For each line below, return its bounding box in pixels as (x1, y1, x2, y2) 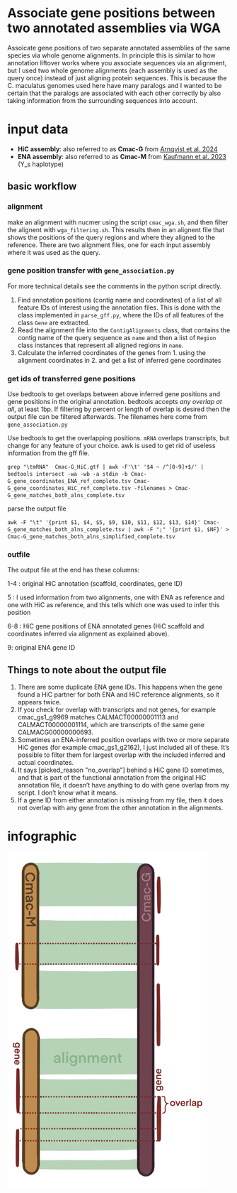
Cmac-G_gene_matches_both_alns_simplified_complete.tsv (7, 533, 175, 540)
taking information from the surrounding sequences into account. (7, 96, 198, 104)
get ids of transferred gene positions (7, 374, 136, 383)
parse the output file (7, 504, 67, 513)
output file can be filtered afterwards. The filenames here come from (7, 413, 207, 421)
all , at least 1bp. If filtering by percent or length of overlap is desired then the (7, 405, 231, 413)
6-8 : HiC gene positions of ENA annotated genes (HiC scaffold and (7, 622, 204, 631)
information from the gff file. (7, 449, 90, 457)
